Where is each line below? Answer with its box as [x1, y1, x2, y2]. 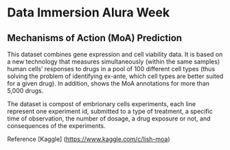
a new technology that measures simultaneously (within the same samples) [7, 58, 220, 66]
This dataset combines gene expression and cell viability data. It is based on [7, 50, 223, 58]
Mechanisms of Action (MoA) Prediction [7, 32, 183, 44]
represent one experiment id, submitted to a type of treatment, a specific [7, 108, 213, 115]
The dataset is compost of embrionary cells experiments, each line [7, 100, 196, 108]
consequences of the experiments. [7, 122, 106, 129]
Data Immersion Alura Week [7, 5, 170, 21]
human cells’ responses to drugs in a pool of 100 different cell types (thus [7, 65, 216, 73]
